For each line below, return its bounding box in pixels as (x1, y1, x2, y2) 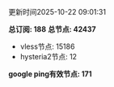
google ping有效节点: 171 (8, 69, 92, 79)
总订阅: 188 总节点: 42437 (8, 24, 96, 34)
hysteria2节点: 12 (19, 52, 78, 61)
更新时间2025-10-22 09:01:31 (8, 7, 107, 16)
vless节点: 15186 (19, 41, 75, 51)
